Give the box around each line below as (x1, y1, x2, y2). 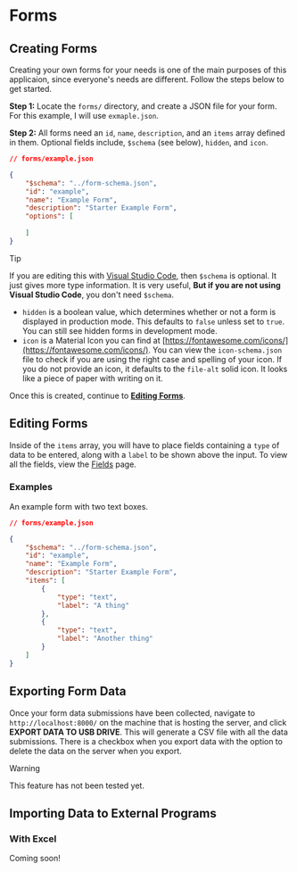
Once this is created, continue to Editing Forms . (9, 390, 186, 401)
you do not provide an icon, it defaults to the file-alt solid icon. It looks (21, 363, 288, 374)
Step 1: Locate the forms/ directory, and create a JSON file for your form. (9, 101, 277, 112)
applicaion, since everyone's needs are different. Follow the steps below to (9, 74, 285, 85)
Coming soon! (9, 853, 61, 864)
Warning (9, 762, 40, 773)
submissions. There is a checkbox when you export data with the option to (9, 735, 284, 746)
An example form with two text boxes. (9, 501, 149, 511)
